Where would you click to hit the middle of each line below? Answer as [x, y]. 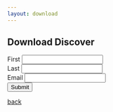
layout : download [33, 14]
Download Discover [51, 42]
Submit [20, 87]
